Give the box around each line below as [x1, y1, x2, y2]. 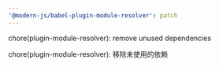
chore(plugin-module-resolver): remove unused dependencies [8, 33, 211, 43]
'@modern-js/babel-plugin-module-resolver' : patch [8, 11, 178, 20]
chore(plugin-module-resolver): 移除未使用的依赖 [8, 49, 168, 59]
